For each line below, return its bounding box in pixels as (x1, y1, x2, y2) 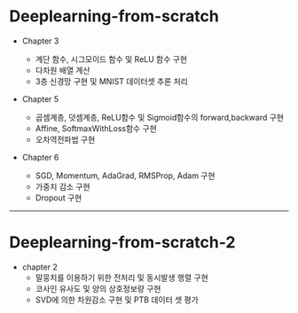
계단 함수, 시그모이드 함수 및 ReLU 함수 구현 (35, 53, 188, 64)
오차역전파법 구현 (35, 134, 96, 145)
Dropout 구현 (35, 192, 82, 203)
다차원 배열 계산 (35, 65, 90, 75)
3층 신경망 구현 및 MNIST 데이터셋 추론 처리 (35, 75, 188, 86)
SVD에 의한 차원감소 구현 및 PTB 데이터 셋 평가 (35, 294, 200, 305)
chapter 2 (21, 262, 58, 272)
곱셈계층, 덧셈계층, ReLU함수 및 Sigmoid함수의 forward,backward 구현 (35, 112, 284, 122)
